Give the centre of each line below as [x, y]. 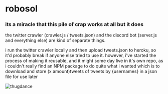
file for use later [22, 77]
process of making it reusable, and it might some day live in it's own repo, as [84, 61]
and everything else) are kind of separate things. [55, 40]
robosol [22, 9]
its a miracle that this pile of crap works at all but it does [74, 24]
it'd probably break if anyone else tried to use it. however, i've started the [81, 55]
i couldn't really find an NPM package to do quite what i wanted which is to [82, 66]
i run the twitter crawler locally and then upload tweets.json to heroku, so [81, 50]
